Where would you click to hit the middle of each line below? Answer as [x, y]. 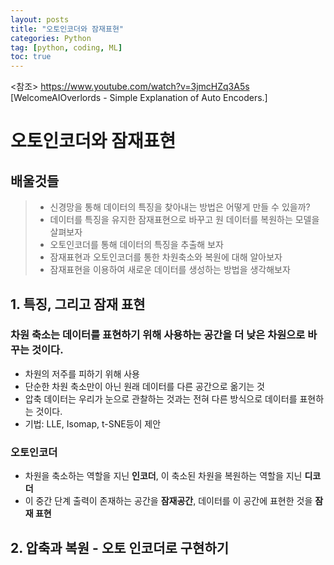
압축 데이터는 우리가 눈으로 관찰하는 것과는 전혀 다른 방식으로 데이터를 [161, 398]
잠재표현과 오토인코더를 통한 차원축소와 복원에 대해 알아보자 [166, 257]
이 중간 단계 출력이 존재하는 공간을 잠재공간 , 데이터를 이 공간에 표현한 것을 [168, 501]
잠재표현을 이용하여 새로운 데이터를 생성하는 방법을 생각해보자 [170, 270]
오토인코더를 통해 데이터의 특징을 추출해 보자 [136, 245]
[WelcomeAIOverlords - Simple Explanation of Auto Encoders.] [139, 98]
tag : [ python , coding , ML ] [66, 47]
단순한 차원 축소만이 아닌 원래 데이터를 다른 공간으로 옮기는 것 [144, 386]
